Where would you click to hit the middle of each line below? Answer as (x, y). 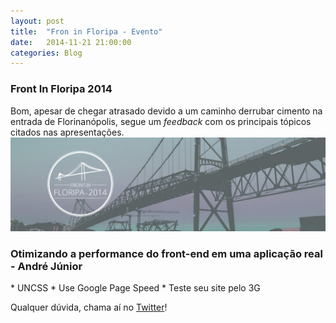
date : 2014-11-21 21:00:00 (71, 42)
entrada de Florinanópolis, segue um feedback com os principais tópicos (161, 121)
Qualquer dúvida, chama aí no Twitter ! (89, 307)
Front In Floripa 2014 (61, 89)
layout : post (37, 21)
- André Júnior (46, 267)
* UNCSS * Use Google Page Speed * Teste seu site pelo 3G (135, 288)
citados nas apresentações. (67, 132)
